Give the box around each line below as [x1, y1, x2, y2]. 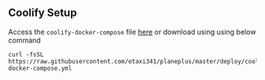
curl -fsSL [8, 50, 44, 58]
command [8, 35, 41, 45]
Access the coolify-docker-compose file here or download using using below [8, 27, 256, 36]
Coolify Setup [8, 6, 77, 20]
